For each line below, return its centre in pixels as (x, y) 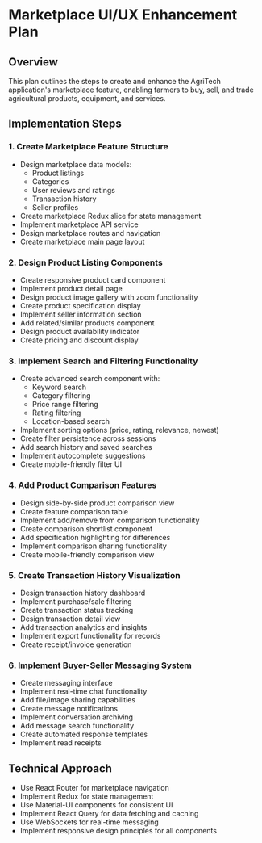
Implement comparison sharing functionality (94, 546)
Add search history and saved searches (86, 447)
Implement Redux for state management (87, 796)
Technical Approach (60, 768)
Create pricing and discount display (79, 340)
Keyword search (59, 387)
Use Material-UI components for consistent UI (96, 804)
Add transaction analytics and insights (83, 627)
